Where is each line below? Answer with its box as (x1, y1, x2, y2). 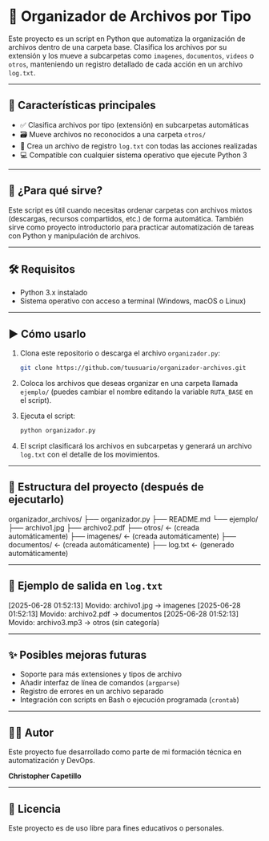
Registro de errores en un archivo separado (19, 686, 164, 697)
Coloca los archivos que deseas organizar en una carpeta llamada (19, 379, 239, 388)
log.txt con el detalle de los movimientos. (19, 449, 160, 459)
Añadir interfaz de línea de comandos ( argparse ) (19, 678, 180, 688)
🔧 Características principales (8, 99, 156, 112)
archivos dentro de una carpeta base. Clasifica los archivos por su (8, 42, 227, 51)
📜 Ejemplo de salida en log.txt (8, 579, 163, 593)
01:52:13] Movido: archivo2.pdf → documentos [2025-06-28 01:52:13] (8, 609, 239, 619)
